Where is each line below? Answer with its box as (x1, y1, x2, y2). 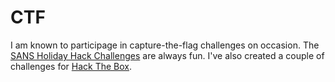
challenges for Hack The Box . (10, 60, 133, 72)
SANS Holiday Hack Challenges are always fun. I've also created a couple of (10, 49, 325, 61)
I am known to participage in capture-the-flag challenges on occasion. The (10, 39, 320, 51)
